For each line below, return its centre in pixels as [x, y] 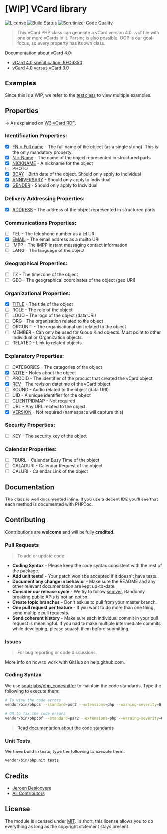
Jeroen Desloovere [32, 788]
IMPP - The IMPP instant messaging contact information [70, 245]
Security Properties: [30, 425]
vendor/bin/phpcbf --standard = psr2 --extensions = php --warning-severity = [83, 718]
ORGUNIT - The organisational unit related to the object [69, 327]
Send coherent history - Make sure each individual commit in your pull [85, 618]
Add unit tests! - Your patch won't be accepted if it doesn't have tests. [85, 576]
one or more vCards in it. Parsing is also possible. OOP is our [80, 38]
